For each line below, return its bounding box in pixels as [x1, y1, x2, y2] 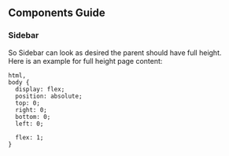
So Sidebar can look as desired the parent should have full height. [8, 47, 222, 58]
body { [8, 78, 30, 86]
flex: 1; [15, 133, 44, 141]
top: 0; [15, 98, 41, 107]
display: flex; [15, 85, 65, 93]
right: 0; [15, 106, 47, 113]
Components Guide [8, 6, 105, 20]
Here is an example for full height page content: [8, 56, 163, 65]
